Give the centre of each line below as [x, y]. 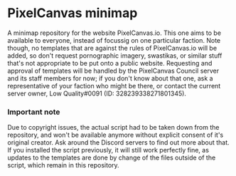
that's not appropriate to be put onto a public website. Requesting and [110, 63]
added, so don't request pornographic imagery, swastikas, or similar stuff [115, 56]
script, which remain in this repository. [63, 165]
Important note [34, 112]
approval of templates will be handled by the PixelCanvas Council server [113, 71]
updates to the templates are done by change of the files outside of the [112, 157]
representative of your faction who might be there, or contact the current [114, 86]
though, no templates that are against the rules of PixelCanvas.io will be [112, 48]
